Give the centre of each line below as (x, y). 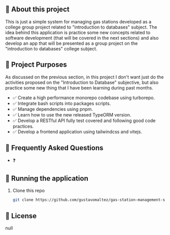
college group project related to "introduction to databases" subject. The (81, 27)
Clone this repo (28, 191)
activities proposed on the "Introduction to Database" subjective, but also (82, 82)
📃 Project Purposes (36, 65)
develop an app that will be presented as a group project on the (72, 43)
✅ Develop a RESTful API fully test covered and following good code (84, 121)
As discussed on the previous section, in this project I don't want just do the (84, 77)
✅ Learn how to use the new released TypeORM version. (72, 114)
